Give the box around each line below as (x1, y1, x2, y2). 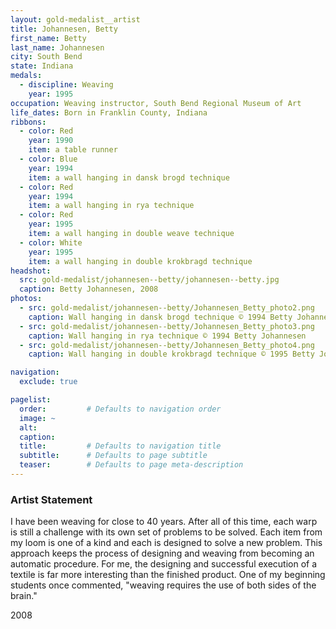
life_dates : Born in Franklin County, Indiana (10, 107, 208, 118)
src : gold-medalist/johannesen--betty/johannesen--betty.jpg (19, 275, 280, 285)
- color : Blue (19, 154, 78, 164)
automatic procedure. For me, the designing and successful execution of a (10, 558, 318, 570)
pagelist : (10, 395, 52, 405)
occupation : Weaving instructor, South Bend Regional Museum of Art (10, 98, 302, 108)
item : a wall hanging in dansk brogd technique (28, 172, 230, 183)
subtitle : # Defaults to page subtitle (19, 451, 208, 461)
